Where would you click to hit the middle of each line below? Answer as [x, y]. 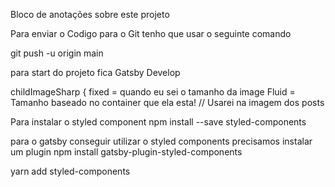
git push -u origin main [57, 53]
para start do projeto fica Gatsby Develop [95, 72]
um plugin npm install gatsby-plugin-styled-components [126, 152]
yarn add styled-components [70, 171]
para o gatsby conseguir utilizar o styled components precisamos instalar [161, 141]
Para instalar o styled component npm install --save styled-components [158, 122]
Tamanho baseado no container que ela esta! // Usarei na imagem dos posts [167, 102]
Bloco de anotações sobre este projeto [90, 14]
